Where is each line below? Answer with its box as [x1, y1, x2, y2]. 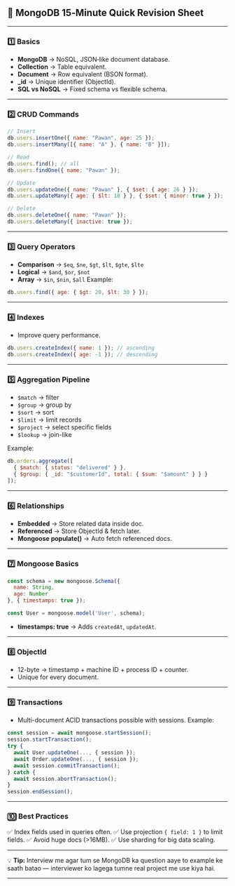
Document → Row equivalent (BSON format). [17, 70, 148, 79]
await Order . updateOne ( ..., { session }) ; [13, 756, 139, 763]
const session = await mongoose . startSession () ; [7, 730, 152, 737]
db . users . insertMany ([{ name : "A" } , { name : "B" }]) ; [7, 141, 171, 148]
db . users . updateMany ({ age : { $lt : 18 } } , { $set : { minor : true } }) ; [7, 192, 224, 200]
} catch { [7, 769, 36, 776]
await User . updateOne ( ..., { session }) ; [13, 749, 136, 756]
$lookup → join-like [17, 431, 72, 439]
